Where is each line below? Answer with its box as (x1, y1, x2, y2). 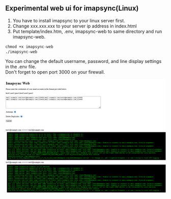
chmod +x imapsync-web (5, 44, 53, 49)
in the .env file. (5, 63, 37, 70)
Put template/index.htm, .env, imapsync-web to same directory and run (12, 28, 162, 35)
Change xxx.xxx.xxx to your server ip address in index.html (12, 23, 137, 29)
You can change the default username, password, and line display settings (5, 58, 162, 64)
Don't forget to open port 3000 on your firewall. (5, 69, 105, 75)
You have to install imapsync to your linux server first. (12, 17, 126, 23)
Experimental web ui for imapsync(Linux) (5, 4, 139, 13)
